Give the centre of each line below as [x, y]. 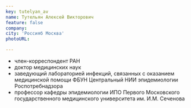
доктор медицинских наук [48, 67]
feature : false [24, 22]
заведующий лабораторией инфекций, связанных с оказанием [94, 73]
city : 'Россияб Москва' [35, 34]
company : [16, 28]
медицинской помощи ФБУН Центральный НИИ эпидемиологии [96, 80]
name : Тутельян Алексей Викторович [50, 17]
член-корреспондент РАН [47, 61]
